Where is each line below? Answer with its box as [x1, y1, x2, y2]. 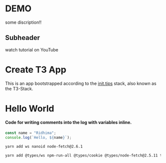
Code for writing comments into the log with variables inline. [5, 120, 132, 125]
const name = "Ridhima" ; [5, 130, 56, 136]
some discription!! [5, 19, 42, 25]
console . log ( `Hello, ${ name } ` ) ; [5, 135, 72, 140]
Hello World [5, 103, 54, 114]
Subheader [5, 34, 41, 42]
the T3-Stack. [5, 85, 34, 91]
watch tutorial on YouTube [5, 46, 58, 52]
